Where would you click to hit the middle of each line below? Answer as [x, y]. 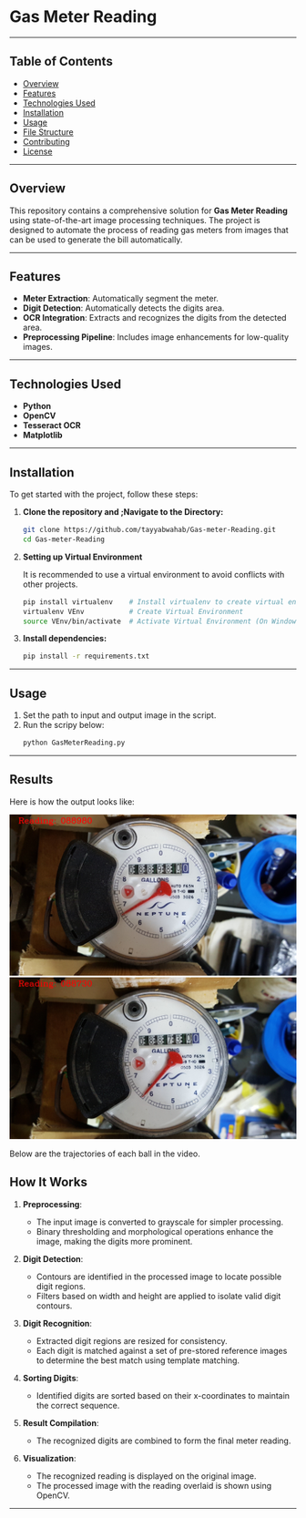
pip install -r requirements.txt [86, 656]
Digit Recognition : [57, 1323]
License [37, 151]
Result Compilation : [61, 1422]
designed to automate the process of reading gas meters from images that [149, 230]
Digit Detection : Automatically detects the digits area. [123, 308]
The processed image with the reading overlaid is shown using [154, 1485]
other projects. [50, 584]
